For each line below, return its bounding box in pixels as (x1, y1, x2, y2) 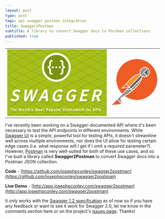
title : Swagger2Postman (5, 24, 54, 29)
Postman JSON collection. (5, 159, 58, 165)
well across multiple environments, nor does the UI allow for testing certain (5, 138, 157, 144)
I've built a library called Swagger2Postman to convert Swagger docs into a (5, 154, 160, 159)
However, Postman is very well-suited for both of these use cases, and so (5, 148, 155, 155)
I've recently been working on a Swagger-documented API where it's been (5, 122, 156, 128)
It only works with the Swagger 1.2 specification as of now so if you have (5, 198, 153, 204)
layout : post (5, 8, 32, 13)
